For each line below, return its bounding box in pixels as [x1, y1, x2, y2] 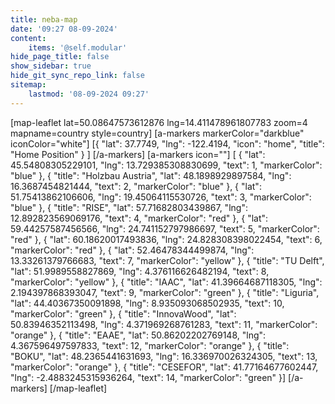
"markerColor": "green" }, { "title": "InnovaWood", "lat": [10, 307, 237, 320]
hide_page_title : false [10, 52, 110, 62]
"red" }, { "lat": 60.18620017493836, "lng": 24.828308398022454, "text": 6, [10, 233, 323, 245]
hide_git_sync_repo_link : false [10, 71, 145, 81]
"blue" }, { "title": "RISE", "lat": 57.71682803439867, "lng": [10, 201, 248, 213]
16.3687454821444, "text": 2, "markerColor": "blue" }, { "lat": [10, 180, 262, 192]
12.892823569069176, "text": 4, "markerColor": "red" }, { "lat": [10, 212, 269, 224]
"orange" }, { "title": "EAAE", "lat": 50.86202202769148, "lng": [10, 329, 267, 341]
